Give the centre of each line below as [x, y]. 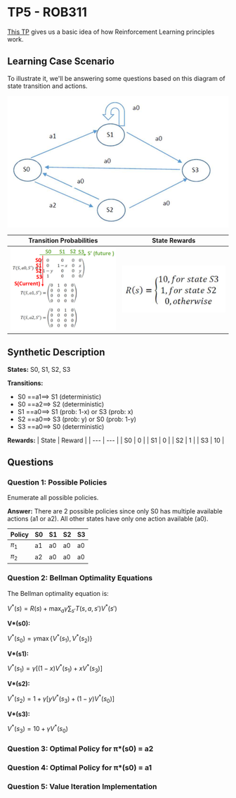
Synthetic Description [56, 353]
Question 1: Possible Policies [57, 482]
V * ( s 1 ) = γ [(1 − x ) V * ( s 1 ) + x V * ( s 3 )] [55, 669]
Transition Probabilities [63, 241]
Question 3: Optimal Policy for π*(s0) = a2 [80, 749]
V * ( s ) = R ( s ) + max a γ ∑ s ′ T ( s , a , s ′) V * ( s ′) [62, 609]
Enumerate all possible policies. [53, 498]
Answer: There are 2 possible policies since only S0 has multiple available [115, 511]
